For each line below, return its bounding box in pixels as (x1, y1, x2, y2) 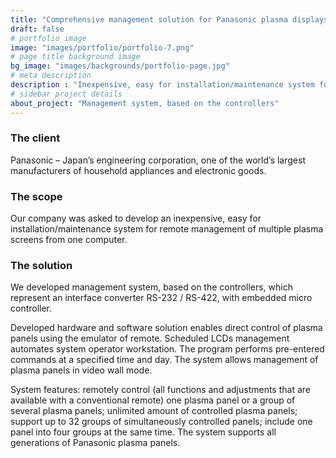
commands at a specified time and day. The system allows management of (10, 354, 319, 366)
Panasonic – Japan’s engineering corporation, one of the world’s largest (10, 154, 306, 166)
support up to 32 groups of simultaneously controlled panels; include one (10, 416, 313, 428)
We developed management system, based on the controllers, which (10, 281, 293, 293)
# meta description (10, 71, 92, 81)
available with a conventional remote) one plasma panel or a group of (10, 394, 296, 406)
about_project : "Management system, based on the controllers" (10, 98, 280, 108)
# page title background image (10, 52, 141, 62)
